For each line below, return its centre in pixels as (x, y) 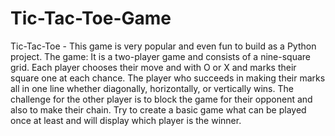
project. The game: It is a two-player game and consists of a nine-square (160, 56)
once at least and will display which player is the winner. (126, 120)
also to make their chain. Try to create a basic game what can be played (158, 109)
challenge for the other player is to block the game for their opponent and (161, 99)
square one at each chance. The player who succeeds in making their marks (168, 78)
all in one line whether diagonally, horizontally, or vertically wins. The (152, 88)
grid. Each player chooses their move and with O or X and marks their (153, 67)
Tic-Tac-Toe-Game (91, 18)
